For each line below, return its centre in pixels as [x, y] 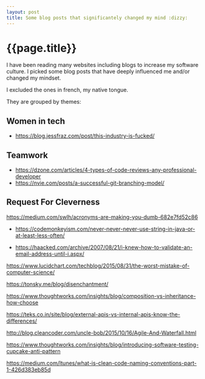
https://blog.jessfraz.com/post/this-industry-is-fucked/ [85, 136]
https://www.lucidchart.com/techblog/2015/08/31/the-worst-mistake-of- [98, 266]
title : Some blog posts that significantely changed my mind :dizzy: [97, 18]
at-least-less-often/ [40, 235]
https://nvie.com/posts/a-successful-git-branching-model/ [90, 183]
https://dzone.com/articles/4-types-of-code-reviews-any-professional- [106, 170]
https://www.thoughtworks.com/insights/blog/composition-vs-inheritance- [101, 296]
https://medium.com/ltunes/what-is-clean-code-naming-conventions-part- [102, 363]
